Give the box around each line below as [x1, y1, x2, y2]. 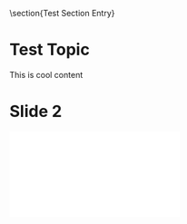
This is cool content [9, 69, 84, 80]
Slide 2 [9, 102, 63, 122]
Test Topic [9, 40, 91, 60]
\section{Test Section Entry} [9, 8, 115, 18]
